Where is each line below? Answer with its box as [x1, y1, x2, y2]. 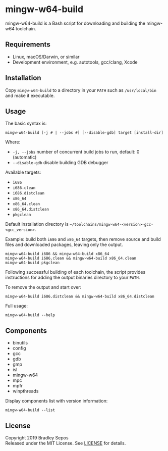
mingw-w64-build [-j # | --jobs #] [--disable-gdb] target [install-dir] [5, 130, 164, 135]
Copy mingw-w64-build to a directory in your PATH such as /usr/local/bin [5, 87, 156, 93]
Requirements [5, 40, 50, 49]
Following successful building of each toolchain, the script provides [5, 269, 146, 275]
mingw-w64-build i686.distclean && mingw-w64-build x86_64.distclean [5, 294, 155, 299]
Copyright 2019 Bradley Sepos [5, 435, 69, 440]
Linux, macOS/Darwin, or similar [12, 54, 80, 60]
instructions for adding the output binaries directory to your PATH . [5, 274, 140, 281]
